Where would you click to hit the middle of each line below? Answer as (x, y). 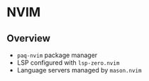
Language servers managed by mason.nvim (79, 70)
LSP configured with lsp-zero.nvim (68, 63)
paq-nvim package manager (57, 55)
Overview (29, 38)
